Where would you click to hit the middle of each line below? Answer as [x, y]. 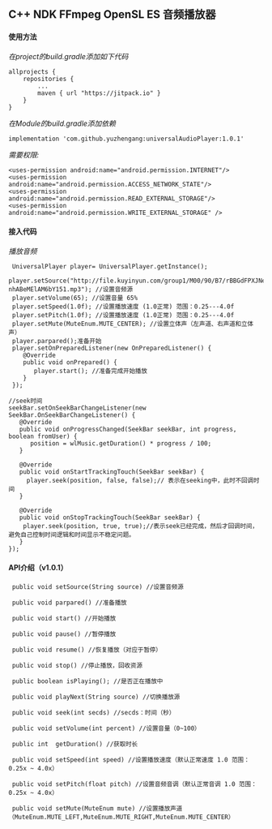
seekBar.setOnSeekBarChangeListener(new [78, 408]
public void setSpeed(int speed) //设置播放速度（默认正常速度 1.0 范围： [131, 760]
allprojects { [32, 71]
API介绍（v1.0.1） [38, 568]
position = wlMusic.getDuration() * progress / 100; [121, 443]
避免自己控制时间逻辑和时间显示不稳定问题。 [72, 535]
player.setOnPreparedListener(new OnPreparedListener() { [112, 348]
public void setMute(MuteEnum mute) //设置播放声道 [97, 809]
